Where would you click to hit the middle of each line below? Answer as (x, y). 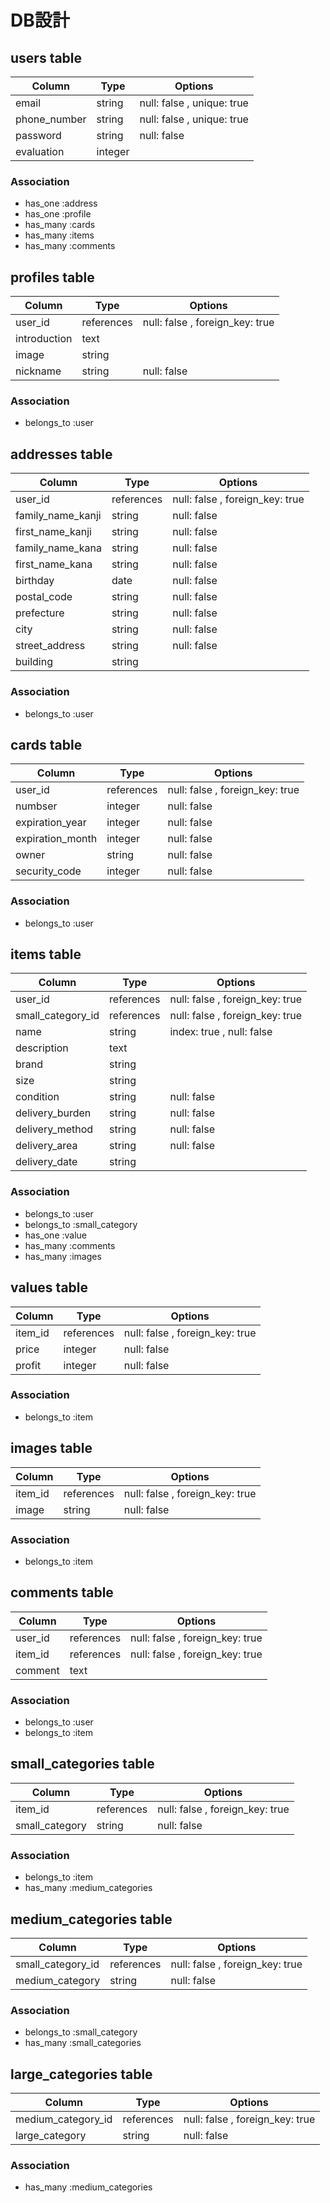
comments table (62, 1592)
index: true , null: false (221, 1032)
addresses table (61, 454)
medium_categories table (91, 1919)
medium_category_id (64, 2119)
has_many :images (63, 1256)
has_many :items (59, 235)
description (42, 1048)
